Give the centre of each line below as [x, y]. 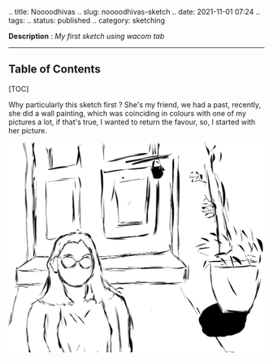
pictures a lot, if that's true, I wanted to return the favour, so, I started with [132, 122]
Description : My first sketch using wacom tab [87, 36]
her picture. [28, 130]
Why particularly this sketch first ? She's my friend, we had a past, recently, [135, 104]
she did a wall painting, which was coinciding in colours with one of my [127, 113]
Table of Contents [55, 70]
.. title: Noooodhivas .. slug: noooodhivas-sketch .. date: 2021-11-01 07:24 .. [134, 12]
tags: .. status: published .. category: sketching [87, 20]
